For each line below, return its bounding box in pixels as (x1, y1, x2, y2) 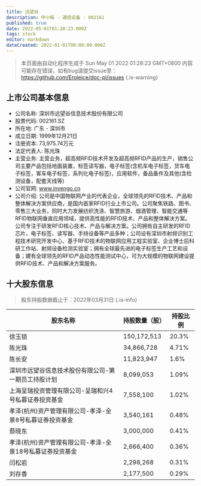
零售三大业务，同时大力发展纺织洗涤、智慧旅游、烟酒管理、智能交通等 (14, 207, 188, 214)
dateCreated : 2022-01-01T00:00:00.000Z (6, 43, 106, 49)
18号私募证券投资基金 (15, 447, 77, 455)
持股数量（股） (123, 316, 166, 325)
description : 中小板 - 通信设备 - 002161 (6, 14, 105, 20)
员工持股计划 (21, 375, 58, 383)
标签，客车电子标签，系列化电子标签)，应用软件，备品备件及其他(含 (20, 169, 187, 177)
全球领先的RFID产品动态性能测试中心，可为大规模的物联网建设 (35, 252, 190, 259)
